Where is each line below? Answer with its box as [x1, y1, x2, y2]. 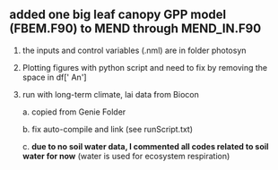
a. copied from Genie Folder [22, 106, 126, 117]
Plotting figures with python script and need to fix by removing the [22, 62, 268, 72]
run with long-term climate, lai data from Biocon [22, 89, 199, 99]
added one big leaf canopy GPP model [9, 7, 227, 22]
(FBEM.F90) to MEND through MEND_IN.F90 [9, 21, 262, 37]
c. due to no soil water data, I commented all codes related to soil [22, 140, 269, 151]
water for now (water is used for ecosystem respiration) [22, 150, 230, 161]
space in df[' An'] [22, 72, 87, 82]
